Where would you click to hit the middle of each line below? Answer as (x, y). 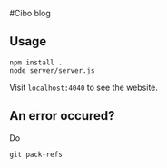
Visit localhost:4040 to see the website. (84, 87)
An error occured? (62, 116)
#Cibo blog (30, 13)
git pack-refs (36, 154)
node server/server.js (52, 70)
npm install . (36, 63)
